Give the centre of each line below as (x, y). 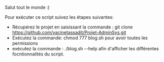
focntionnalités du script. (38, 54)
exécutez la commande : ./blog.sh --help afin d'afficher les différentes (86, 49)
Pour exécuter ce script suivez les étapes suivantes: (59, 17)
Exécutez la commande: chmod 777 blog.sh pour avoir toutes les (80, 38)
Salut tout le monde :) (27, 7)
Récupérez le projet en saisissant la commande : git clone (72, 27)
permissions (25, 43)
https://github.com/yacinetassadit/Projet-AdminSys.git (69, 32)
